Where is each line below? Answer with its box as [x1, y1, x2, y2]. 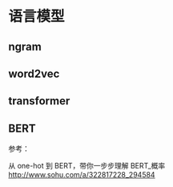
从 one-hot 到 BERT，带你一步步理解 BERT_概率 [8, 161, 166, 171]
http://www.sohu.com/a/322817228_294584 [8, 170, 155, 180]
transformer [8, 94, 70, 108]
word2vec [8, 67, 60, 80]
